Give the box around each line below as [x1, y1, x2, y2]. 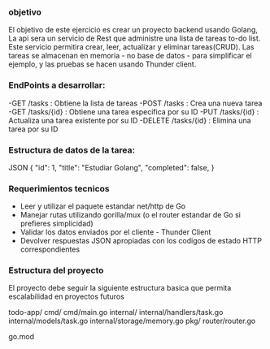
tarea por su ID [8, 124, 59, 134]
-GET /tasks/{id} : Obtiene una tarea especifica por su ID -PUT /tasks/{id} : [8, 106, 259, 116]
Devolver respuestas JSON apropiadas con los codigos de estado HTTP [20, 236, 263, 246]
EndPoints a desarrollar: [8, 80, 106, 91]
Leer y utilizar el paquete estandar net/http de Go [20, 201, 185, 211]
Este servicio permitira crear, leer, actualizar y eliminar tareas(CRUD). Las [8, 42, 255, 52]
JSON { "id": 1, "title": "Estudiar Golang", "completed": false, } [8, 162, 215, 172]
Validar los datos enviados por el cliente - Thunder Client [20, 227, 211, 237]
